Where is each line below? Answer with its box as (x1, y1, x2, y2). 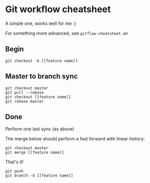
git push (5, 169, 24, 174)
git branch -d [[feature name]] (5, 173, 73, 178)
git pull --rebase (5, 90, 44, 95)
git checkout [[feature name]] (5, 94, 71, 99)
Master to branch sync (5, 72, 78, 81)
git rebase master (5, 99, 44, 104)
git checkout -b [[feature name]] (5, 58, 78, 63)
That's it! (5, 159, 24, 165)
